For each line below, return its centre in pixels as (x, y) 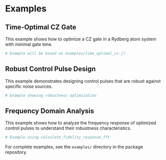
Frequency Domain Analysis (50, 111)
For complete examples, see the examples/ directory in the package (74, 147)
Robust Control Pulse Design (50, 69)
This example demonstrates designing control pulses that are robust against (83, 81)
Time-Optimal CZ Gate (41, 27)
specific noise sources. (29, 86)
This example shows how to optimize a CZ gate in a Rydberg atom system (81, 39)
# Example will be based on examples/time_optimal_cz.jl (65, 53)
